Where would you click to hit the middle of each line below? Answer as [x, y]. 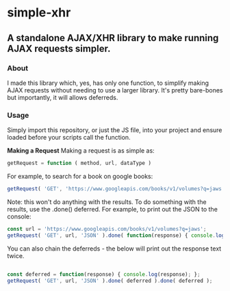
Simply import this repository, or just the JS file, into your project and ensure [115, 130]
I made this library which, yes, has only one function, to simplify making [108, 83]
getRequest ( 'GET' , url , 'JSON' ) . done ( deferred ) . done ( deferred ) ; [110, 281]
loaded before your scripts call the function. [69, 138]
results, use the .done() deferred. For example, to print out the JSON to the [112, 209]
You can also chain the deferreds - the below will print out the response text [114, 249]
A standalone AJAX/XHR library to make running [113, 38]
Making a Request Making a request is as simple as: [81, 151]
